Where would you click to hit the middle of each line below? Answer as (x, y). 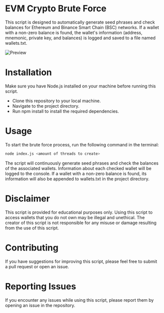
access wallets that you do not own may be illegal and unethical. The (75, 217)
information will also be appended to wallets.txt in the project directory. (77, 179)
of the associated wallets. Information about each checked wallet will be (78, 168)
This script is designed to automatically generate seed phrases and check (80, 22)
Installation (29, 72)
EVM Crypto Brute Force (56, 9)
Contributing (32, 247)
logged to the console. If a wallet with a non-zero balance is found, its (76, 173)
